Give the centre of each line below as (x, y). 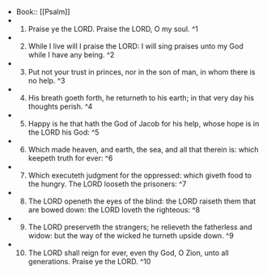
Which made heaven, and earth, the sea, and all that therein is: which (143, 150)
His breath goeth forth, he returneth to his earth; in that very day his (141, 98)
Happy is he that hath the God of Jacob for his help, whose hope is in (144, 124)
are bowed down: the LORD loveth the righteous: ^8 (114, 210)
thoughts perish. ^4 (60, 106)
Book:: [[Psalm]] (43, 12)
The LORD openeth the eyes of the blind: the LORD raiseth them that (142, 201)
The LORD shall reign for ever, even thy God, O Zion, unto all (128, 253)
